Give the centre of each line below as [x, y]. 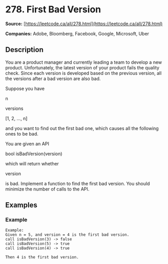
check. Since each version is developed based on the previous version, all [83, 73]
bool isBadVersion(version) [34, 154]
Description [24, 50]
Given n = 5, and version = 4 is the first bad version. [67, 235]
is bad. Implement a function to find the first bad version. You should [78, 183]
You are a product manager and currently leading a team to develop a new [84, 62]
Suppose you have [25, 88]
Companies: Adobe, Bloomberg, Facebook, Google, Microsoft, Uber [77, 33]
